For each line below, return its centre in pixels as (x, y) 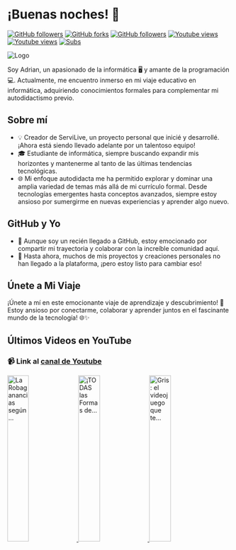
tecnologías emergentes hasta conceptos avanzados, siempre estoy (117, 193)
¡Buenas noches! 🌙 (64, 15)
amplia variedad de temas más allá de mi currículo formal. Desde (112, 186)
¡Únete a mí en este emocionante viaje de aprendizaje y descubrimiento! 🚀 (116, 303)
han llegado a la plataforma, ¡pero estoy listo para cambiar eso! (109, 263)
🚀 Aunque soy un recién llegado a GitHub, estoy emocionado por (112, 241)
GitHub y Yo (34, 224)
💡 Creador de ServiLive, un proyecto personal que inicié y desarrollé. (118, 137)
